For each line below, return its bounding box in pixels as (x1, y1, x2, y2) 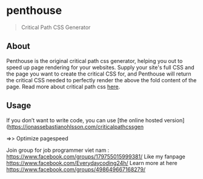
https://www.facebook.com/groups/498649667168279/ (6, 166, 146, 173)
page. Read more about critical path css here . (6, 83, 121, 90)
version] (164, 116, 185, 124)
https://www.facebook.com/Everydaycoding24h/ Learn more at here (6, 159, 178, 166)
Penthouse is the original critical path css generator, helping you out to (6, 57, 183, 64)
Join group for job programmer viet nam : (6, 146, 110, 154)
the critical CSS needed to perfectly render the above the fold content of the (6, 76, 197, 83)
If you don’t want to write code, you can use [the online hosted (6, 116, 163, 124)
